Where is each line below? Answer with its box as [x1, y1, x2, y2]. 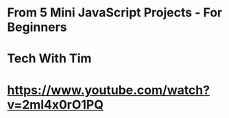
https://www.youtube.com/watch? [7, 82, 210, 97]
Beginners [7, 19, 67, 35]
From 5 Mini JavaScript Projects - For [7, 5, 223, 21]
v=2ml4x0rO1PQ [7, 97, 104, 113]
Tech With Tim [7, 51, 92, 67]
